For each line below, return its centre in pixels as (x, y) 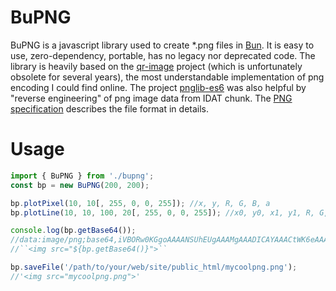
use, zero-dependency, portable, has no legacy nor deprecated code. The (163, 55)
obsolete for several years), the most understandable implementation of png (167, 77)
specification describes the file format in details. (110, 108)
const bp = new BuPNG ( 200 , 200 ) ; (80, 185)
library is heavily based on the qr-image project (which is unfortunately (156, 66)
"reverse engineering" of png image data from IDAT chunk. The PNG (151, 98)
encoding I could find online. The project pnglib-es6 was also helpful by (158, 87)
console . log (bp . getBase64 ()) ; (73, 231)
